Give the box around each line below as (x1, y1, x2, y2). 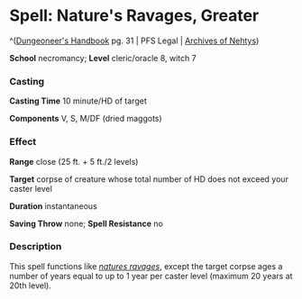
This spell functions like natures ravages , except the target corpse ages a (9, 260, 283, 271)
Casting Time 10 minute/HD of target (9, 95, 147, 106)
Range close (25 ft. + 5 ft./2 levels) (9, 156, 139, 167)
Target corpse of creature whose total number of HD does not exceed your (9, 173, 288, 185)
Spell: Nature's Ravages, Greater (9, 5, 260, 26)
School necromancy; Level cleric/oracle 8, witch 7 (9, 52, 197, 63)
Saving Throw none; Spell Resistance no (9, 218, 164, 229)
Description (9, 240, 62, 253)
